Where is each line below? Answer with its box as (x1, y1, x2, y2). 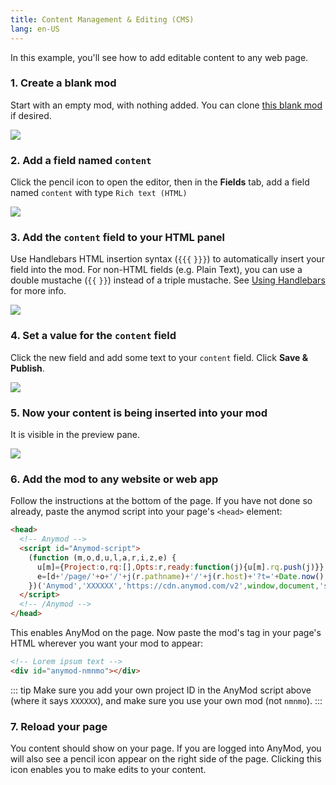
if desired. (10, 109, 52, 121)
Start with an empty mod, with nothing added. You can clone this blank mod (10, 99, 323, 111)
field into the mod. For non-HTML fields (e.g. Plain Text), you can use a (10, 264, 303, 276)
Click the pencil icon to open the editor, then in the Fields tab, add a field (10, 176, 310, 188)
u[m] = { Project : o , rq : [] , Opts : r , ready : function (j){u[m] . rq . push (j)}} (36, 562, 325, 572)
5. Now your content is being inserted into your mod (10, 406, 268, 420)
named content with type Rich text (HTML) (10, 187, 188, 199)
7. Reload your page (10, 719, 108, 733)
